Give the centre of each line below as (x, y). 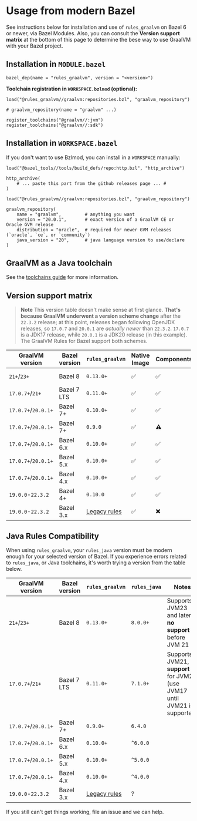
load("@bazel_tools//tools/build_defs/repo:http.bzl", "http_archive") (95, 168)
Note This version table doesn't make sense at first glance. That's (100, 310)
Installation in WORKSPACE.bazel (62, 143)
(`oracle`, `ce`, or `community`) (48, 235)
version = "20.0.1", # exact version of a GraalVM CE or (96, 219)
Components (174, 359)
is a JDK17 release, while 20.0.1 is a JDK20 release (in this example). (104, 335)
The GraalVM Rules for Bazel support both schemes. (84, 341)
